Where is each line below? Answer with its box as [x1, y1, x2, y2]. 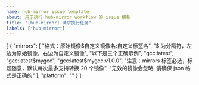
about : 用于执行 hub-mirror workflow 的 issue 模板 [6, 14, 131, 20]
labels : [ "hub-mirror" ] [6, 25, 66, 32]
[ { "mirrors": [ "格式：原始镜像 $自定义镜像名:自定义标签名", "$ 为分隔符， [6, 42, 187, 49]
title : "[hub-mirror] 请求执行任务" [6, 20, 92, 26]
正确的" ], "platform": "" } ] [16, 72, 82, 79]
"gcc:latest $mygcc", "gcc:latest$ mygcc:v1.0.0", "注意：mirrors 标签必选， [6, 57, 188, 64]
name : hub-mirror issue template [6, 8, 89, 15]
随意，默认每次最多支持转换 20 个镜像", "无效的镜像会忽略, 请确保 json [11, 65, 184, 72]
